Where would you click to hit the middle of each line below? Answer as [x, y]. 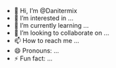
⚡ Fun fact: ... [33, 58]
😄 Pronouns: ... [37, 51]
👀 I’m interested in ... [44, 18]
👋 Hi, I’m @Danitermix [45, 11]
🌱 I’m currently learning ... [51, 25]
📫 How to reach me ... [46, 41]
